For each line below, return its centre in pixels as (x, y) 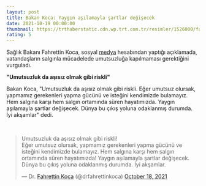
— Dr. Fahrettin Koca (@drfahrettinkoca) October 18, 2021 (94, 177)
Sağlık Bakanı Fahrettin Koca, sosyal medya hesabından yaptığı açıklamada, (102, 52)
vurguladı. (19, 65)
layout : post (23, 12)
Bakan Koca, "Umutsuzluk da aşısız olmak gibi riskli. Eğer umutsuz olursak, (101, 89)
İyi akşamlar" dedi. (30, 115)
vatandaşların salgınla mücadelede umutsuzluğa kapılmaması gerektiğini (97, 59)
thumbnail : (20, 29)
